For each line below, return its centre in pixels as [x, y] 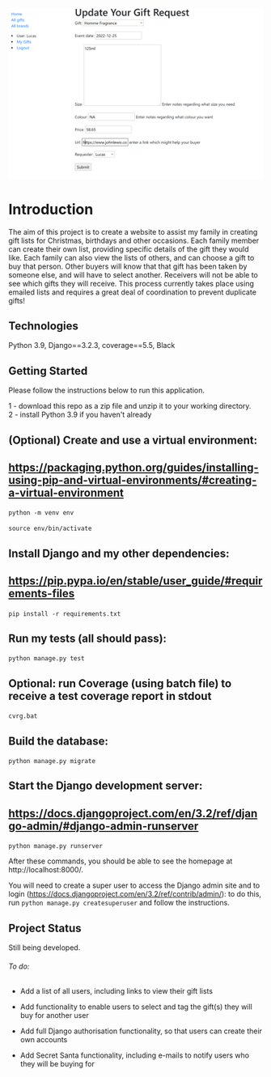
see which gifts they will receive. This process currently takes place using [131, 283]
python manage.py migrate [52, 761]
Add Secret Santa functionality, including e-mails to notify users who [134, 1055]
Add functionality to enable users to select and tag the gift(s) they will [136, 1007]
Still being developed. [44, 948]
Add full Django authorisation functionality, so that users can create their [141, 1031]
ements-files [42, 594]
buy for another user [54, 1016]
